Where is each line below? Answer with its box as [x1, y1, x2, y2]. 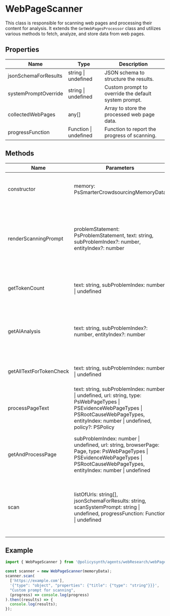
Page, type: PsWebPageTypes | [74, 447, 148, 455]
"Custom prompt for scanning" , [10, 588, 76, 593]
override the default [104, 90, 152, 97]
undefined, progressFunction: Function [74, 510, 166, 517]
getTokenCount [8, 284, 45, 291]
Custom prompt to [104, 83, 148, 90]
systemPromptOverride [8, 90, 63, 97]
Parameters [105, 164, 135, 171]
